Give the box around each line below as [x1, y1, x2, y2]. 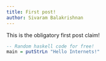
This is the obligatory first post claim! [6, 31, 100, 38]
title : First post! [6, 9, 56, 15]
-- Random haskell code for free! [6, 43, 95, 49]
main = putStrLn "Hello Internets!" [6, 49, 100, 55]
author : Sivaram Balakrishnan [6, 15, 84, 21]
